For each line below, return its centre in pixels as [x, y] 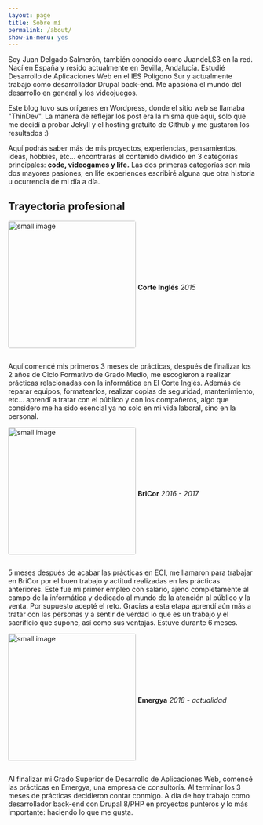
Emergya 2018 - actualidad [182, 700]
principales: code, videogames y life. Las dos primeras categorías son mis [130, 165]
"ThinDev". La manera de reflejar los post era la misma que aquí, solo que [127, 116]
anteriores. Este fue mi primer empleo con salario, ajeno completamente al [128, 590]
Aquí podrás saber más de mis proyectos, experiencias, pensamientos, [123, 148]
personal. [24, 416]
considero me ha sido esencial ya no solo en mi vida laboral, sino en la [122, 408]
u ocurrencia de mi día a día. [54, 182]
